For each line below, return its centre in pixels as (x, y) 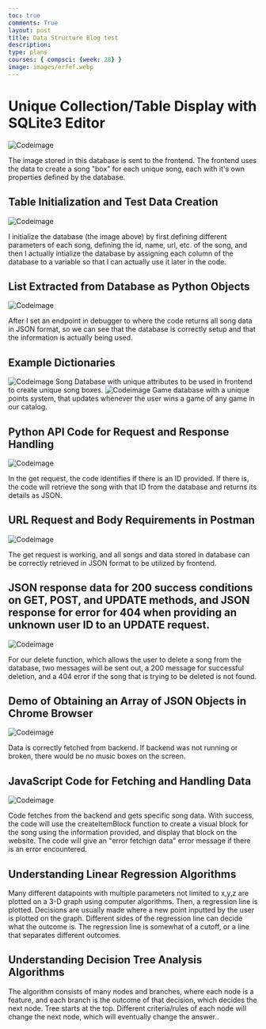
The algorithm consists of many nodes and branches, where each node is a (131, 991)
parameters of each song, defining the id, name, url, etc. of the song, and (128, 245)
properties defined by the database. (67, 177)
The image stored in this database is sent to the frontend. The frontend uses (133, 160)
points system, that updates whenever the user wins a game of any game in (132, 399)
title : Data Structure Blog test (63, 38)
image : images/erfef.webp (51, 67)
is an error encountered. (47, 849)
